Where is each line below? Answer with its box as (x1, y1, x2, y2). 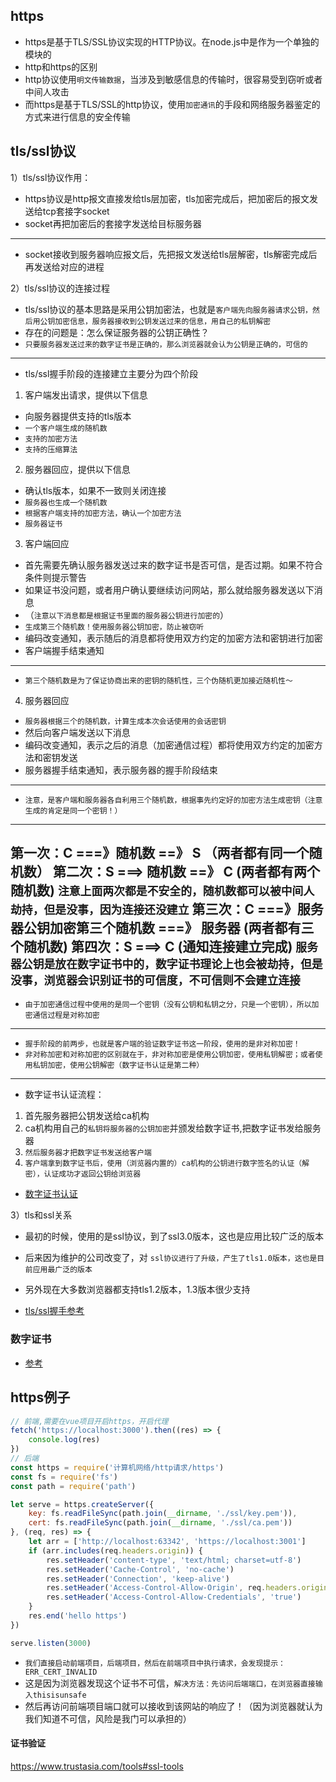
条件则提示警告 (24, 571, 87, 583)
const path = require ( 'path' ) (10, 1481, 137, 1491)
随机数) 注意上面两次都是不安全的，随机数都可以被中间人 (10, 882, 315, 899)
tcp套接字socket (42, 205, 110, 217)
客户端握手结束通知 (24, 644, 105, 656)
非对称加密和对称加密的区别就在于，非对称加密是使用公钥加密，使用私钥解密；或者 (24, 1050, 316, 1060)
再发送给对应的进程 (24, 260, 105, 273)
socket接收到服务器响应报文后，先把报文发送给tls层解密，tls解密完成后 (24, 248, 318, 260)
